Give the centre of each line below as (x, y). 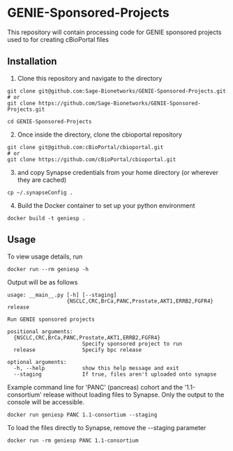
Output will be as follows (43, 282)
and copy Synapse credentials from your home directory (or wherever (118, 172)
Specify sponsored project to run (132, 344)
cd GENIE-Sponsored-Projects (50, 121)
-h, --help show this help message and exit (96, 368)
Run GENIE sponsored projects (51, 319)
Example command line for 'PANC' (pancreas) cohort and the (95, 387)
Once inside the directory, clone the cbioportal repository (100, 135)
